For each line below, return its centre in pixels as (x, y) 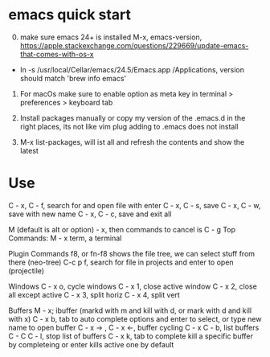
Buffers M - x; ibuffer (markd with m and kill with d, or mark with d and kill (130, 310)
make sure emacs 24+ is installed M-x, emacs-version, (111, 37)
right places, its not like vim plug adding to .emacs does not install (129, 126)
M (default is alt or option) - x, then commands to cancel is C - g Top (122, 229)
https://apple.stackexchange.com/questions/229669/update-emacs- (134, 45)
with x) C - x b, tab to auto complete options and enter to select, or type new (135, 318)
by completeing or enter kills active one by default (91, 344)
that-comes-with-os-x (57, 54)
